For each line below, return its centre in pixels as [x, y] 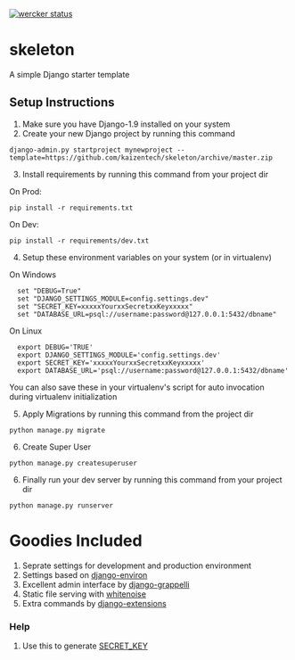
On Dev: [24, 224]
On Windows [33, 274]
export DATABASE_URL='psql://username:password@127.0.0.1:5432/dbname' [153, 370]
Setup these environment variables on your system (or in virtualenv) [147, 257]
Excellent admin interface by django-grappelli [106, 584]
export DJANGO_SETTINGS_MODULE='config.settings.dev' [119, 355]
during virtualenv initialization [63, 396]
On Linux [26, 331]
